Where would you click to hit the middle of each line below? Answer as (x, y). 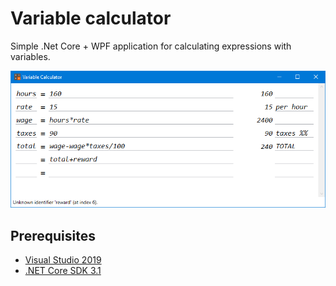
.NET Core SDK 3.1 (63, 271)
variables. (30, 56)
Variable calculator (91, 18)
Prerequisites (53, 235)
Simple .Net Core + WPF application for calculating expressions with (151, 46)
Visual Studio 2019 (63, 260)
